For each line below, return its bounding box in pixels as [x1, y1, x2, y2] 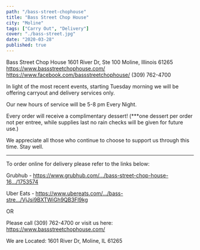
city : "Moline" [6, 20, 44, 26]
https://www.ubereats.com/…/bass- [35, 190, 123, 197]
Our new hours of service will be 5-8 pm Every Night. [6, 100, 137, 108]
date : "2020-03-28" [6, 36, 55, 42]
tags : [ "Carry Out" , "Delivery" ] [6, 25, 89, 32]
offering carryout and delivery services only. [6, 89, 115, 96]
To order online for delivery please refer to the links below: [6, 160, 150, 167]
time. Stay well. [6, 143, 43, 150]
